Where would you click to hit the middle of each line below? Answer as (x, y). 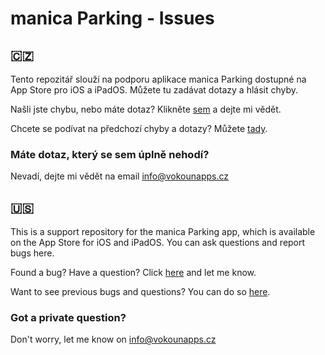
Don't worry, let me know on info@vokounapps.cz (113, 339)
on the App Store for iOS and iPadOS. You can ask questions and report (158, 243)
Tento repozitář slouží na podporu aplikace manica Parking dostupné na (158, 79)
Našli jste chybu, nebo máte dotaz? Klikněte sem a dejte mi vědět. (146, 109)
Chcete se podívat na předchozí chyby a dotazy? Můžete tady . (139, 128)
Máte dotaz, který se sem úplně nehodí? (110, 154)
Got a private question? (68, 318)
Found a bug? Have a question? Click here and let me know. (133, 273)
